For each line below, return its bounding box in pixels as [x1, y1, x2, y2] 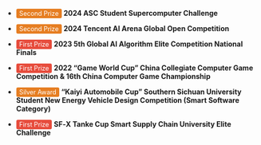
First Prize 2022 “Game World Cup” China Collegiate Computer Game [18, 63, 254, 72]
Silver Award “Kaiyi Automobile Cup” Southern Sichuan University [18, 87, 242, 96]
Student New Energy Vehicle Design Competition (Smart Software [15, 96, 239, 104]
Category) [15, 104, 51, 113]
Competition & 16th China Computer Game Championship [15, 72, 211, 80]
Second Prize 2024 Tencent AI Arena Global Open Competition [18, 24, 230, 33]
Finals [15, 48, 38, 57]
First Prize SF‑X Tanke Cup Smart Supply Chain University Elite [18, 120, 231, 128]
